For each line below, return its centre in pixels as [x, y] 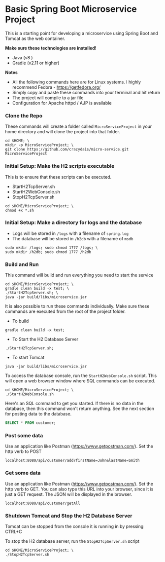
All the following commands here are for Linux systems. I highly [77, 82]
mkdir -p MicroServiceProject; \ [39, 145]
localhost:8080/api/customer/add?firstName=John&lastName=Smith [72, 461]
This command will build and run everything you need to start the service [79, 275]
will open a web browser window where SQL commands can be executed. [80, 381]
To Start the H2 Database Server [45, 339]
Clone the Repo [24, 115]
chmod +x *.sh [20, 210]
